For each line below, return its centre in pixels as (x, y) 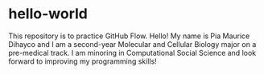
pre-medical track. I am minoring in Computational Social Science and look (132, 53)
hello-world (48, 14)
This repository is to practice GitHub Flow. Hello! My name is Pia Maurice (129, 36)
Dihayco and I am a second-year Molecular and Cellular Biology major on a (132, 44)
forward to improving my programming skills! (82, 61)
